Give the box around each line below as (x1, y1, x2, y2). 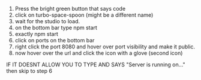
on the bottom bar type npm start (14, 24, 98, 31)
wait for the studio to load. (14, 18, 80, 24)
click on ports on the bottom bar (14, 37, 95, 44)
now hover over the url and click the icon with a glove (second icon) (14, 50, 183, 56)
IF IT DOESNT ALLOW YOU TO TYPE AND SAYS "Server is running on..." (6, 61, 185, 68)
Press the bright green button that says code (14, 5, 126, 12)
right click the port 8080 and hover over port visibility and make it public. (14, 43, 196, 50)
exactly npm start (14, 30, 59, 38)
